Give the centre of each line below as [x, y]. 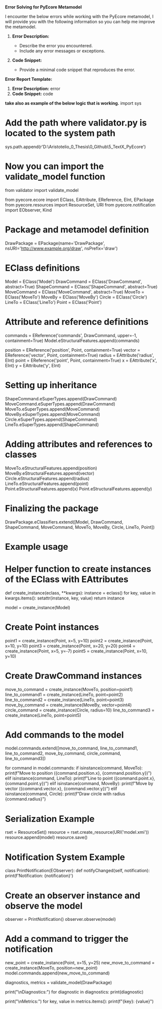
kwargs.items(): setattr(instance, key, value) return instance [65, 598]
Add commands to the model [64, 735]
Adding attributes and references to [79, 444]
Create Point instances [52, 627]
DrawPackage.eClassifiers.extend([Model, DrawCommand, [64, 522]
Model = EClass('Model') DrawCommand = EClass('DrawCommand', [73, 281]
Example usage [37, 547]
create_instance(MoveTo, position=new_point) [51, 968]
